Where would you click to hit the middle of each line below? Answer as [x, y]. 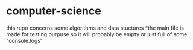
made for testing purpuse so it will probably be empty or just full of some [97, 34]
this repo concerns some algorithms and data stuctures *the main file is [95, 28]
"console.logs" [25, 40]
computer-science [54, 11]
